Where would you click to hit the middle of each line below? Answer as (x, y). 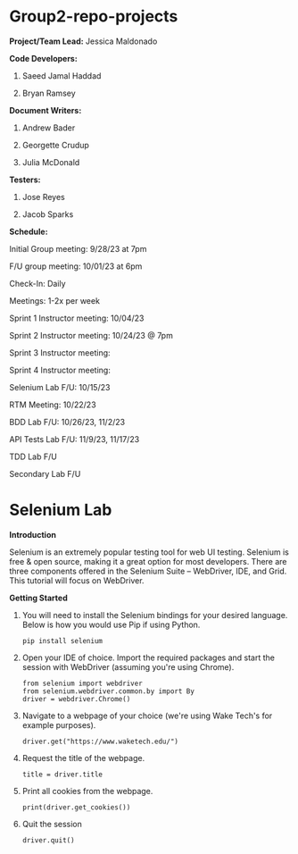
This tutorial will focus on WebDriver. (77, 580)
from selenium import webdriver (82, 683)
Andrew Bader (49, 128)
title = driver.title (62, 774)
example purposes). (59, 724)
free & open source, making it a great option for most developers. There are (148, 561)
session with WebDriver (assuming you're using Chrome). (128, 666)
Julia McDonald (51, 162)
